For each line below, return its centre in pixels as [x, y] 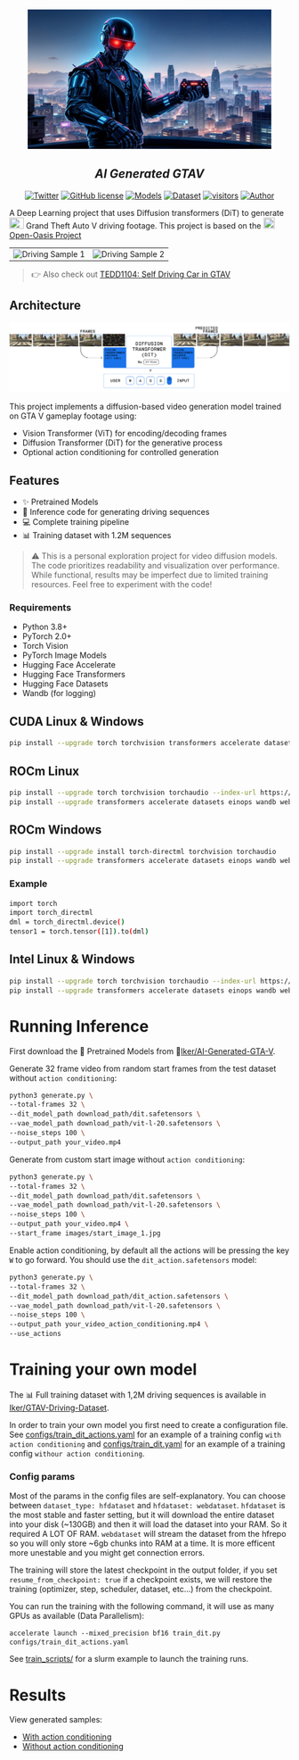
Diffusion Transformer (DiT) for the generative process [122, 443]
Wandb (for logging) [59, 693]
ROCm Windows [56, 830]
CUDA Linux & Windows [77, 722]
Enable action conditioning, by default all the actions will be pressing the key [149, 1250]
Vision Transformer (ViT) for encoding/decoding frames [124, 434]
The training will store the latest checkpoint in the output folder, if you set [143, 1570]
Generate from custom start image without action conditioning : [127, 1159]
